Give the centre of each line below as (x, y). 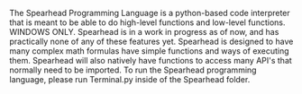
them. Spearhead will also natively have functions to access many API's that (151, 60)
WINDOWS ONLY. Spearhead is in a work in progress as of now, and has (144, 32)
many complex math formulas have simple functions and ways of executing (150, 51)
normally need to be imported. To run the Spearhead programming (133, 70)
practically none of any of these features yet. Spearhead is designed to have (151, 41)
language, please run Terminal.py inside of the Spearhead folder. (130, 79)
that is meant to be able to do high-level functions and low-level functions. (147, 22)
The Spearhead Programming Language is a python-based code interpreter (150, 13)
